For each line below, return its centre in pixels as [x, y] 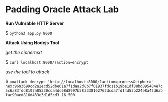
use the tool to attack [27, 72]
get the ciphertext [24, 52]
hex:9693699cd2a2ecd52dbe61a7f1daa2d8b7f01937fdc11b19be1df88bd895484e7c [84, 86]
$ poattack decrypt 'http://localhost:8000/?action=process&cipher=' [79, 81]
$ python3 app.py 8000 [29, 33]
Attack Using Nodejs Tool [32, 42]
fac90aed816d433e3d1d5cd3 [32, 95]
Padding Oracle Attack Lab [62, 9]
